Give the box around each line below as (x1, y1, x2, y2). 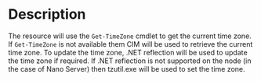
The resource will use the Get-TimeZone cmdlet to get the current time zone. (8, 31, 252, 40)
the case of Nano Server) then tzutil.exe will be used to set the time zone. (8, 64, 245, 73)
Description (8, 5, 86, 23)
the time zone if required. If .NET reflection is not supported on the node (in (8, 56, 252, 65)
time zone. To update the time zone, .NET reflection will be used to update (8, 48, 248, 57)
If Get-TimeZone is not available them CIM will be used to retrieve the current (8, 39, 253, 48)
